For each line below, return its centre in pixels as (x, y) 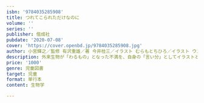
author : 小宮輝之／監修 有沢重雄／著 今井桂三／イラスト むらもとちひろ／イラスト (98, 51)
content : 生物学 (25, 85)
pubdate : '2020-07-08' (35, 40)
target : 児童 (22, 74)
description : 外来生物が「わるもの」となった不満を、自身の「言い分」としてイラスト (101, 57)
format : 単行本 (24, 79)
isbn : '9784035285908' (35, 12)
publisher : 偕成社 (28, 35)
